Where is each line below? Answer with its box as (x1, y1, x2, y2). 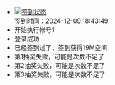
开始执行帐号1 (13, 26, 55, 34)
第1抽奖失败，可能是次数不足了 (13, 52, 104, 61)
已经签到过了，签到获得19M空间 (13, 44, 108, 51)
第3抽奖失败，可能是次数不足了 (13, 70, 106, 79)
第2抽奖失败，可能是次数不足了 (13, 61, 106, 69)
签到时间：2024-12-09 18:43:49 (13, 16, 109, 25)
